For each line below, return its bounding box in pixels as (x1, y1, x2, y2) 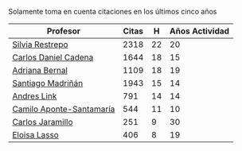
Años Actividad (170, 25, 229, 37)
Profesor (46, 25, 81, 37)
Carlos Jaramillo (12, 117, 73, 127)
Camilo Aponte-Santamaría (12, 103, 115, 114)
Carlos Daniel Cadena (12, 52, 94, 63)
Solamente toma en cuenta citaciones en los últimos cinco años (8, 7, 217, 16)
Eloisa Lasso (12, 130, 60, 140)
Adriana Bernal (12, 65, 68, 75)
